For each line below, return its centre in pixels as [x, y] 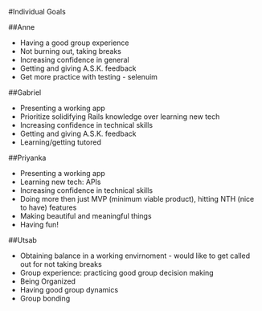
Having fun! [39, 225]
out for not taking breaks [61, 264]
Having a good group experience [75, 43]
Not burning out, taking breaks [71, 51]
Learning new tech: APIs [60, 182]
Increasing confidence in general [75, 60]
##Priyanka [27, 158]
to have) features [48, 207]
